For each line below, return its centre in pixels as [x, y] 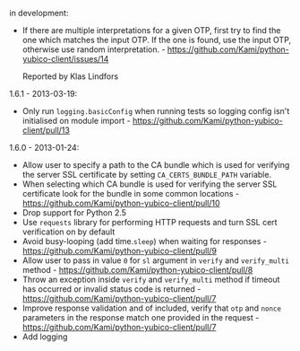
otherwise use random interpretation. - [94, 49]
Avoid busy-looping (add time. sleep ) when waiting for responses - [144, 241]
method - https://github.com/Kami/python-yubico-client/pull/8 [137, 270]
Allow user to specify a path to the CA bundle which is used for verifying [156, 165]
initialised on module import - [77, 121]
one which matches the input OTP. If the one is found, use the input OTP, [157, 40]
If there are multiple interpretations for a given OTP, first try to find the [151, 30]
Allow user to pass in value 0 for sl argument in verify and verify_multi [155, 260]
